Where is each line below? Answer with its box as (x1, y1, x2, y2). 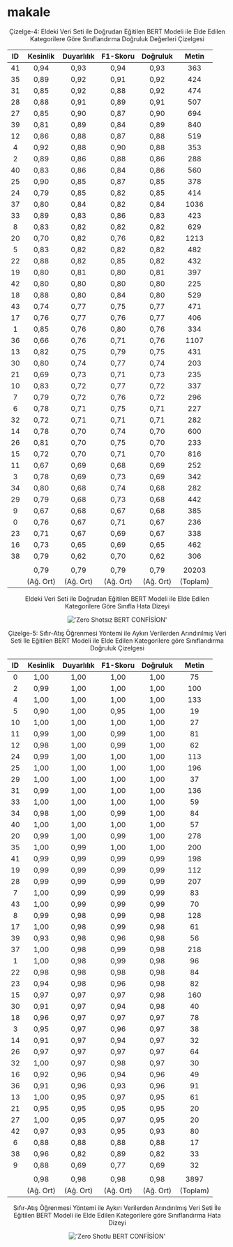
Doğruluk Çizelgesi (89, 643, 145, 652)
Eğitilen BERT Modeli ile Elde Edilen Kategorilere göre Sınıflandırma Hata (13, 1211, 221, 1219)
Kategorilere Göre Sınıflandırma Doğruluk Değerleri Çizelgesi (30, 34, 204, 43)
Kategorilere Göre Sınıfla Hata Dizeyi (65, 601, 170, 610)
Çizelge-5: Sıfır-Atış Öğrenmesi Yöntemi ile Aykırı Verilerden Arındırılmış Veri (8, 629, 227, 637)
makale (7, 4, 51, 20)
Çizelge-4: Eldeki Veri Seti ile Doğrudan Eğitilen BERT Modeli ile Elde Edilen (9, 27, 225, 36)
